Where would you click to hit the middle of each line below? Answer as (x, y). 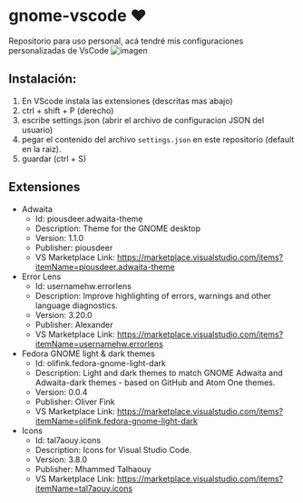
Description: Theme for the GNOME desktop (118, 228)
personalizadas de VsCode (59, 50)
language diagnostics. (77, 305)
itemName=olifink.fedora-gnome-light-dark (117, 421)
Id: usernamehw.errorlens (83, 285)
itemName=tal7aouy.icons (84, 488)
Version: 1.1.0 (59, 237)
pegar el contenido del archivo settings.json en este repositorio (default (158, 139)
